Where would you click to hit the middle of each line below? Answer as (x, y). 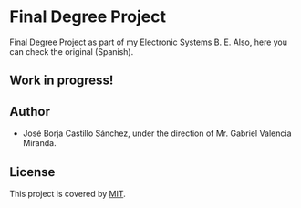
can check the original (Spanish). (72, 51)
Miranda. (39, 143)
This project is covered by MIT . (67, 193)
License (32, 172)
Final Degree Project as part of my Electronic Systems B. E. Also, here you (149, 42)
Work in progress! (62, 81)
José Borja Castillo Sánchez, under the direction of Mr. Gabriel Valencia (157, 133)
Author (30, 111)
